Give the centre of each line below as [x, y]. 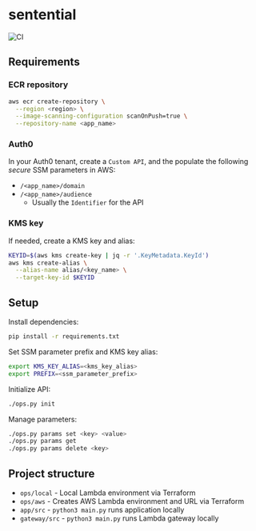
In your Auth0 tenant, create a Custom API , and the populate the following [128, 162]
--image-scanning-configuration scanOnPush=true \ [102, 116]
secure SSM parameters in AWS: [62, 170]
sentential [42, 15]
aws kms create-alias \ [48, 263]
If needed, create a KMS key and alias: [72, 241]
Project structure [52, 473]
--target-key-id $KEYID [55, 277]
